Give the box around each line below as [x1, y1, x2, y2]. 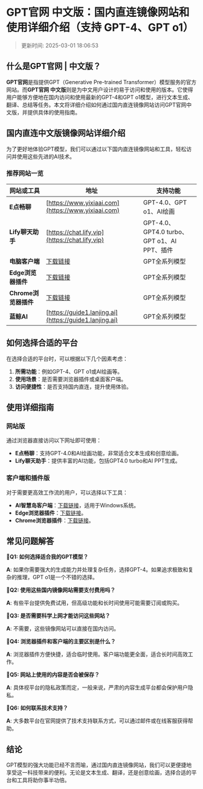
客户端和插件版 [6, 474, 50, 482]
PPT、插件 [143, 245, 173, 254]
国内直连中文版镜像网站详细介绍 [6, 128, 126, 138]
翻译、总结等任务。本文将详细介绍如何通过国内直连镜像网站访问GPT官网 [6, 101, 187, 108]
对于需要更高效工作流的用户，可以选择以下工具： [6, 489, 128, 496]
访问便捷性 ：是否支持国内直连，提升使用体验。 [14, 383, 132, 390]
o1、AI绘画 [143, 207, 175, 215]
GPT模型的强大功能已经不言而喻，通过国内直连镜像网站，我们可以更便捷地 [6, 761, 192, 768]
